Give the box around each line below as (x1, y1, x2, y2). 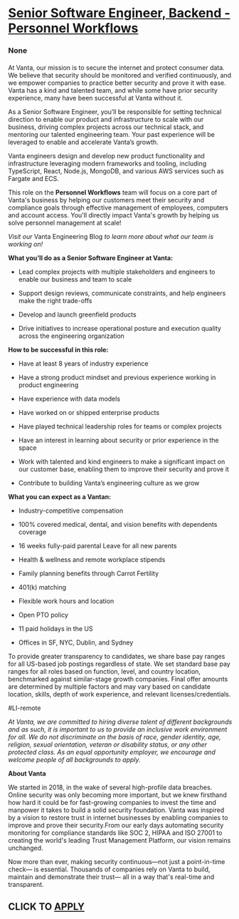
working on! (8, 240, 43, 248)
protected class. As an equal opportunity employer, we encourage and (8, 747, 216, 756)
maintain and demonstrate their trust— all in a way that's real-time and (8, 872, 215, 881)
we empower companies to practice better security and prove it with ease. (8, 78, 226, 87)
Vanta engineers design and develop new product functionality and (8, 151, 205, 160)
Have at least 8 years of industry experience (18, 359, 149, 368)
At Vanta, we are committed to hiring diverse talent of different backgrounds (8, 717, 233, 726)
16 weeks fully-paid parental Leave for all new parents (18, 541, 177, 550)
